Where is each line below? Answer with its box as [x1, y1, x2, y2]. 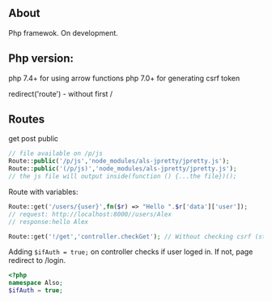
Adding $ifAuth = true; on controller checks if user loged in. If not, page [8, 247, 253, 257]
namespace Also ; [8, 279, 63, 287]
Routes [8, 113, 45, 127]
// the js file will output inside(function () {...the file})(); [8, 172, 237, 181]
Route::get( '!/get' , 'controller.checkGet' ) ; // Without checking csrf [8, 232, 252, 240]
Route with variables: [8, 187, 79, 196]
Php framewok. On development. [8, 28, 119, 37]
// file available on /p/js [8, 149, 104, 157]
